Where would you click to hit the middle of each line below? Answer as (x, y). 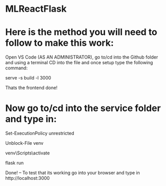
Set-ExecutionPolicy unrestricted (40, 134)
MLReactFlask (36, 9)
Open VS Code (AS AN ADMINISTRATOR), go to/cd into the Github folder (82, 57)
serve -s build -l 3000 (28, 78)
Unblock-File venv (24, 143)
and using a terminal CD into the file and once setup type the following (79, 63)
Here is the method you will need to (81, 32)
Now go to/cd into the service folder (83, 108)
